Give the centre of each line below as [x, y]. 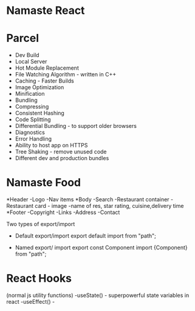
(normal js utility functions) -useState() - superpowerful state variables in [98, 295]
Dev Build [27, 55]
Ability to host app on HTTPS [51, 145]
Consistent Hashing [40, 113]
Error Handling [33, 139]
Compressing [32, 107]
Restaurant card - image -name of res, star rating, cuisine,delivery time [95, 206]
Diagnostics [30, 132]
